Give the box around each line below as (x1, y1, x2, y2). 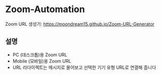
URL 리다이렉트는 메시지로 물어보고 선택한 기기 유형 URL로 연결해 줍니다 (12, 64, 156, 70)
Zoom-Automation (5, 4, 85, 15)
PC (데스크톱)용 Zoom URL (12, 52, 68, 58)
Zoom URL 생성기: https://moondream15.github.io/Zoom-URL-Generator (5, 21, 155, 27)
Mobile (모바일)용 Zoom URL (12, 58, 72, 64)
